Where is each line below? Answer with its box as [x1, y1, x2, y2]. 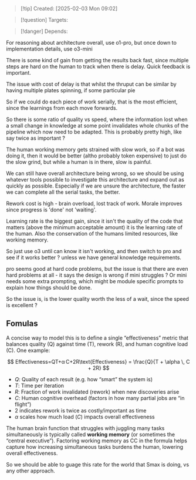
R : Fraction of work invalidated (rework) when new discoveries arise [14, 388, 180, 395]
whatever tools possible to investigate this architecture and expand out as [6, 176, 185, 183]
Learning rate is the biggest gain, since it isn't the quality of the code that [6, 217, 183, 224]
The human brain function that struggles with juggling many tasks [6, 424, 165, 431]
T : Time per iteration [14, 382, 65, 389]
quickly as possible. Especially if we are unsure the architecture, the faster [6, 182, 186, 189]
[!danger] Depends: [20, 28, 68, 35]
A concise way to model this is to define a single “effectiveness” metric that [6, 334, 189, 341]
